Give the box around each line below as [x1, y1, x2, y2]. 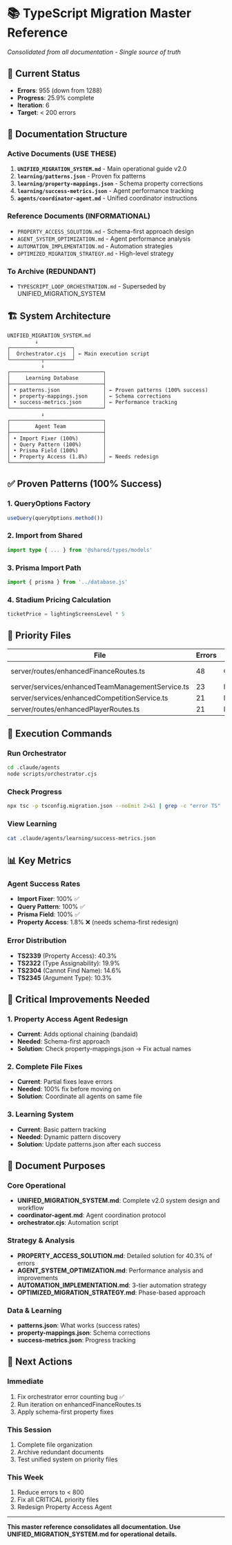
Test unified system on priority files [17, 1455, 118, 1463]
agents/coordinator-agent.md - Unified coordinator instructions [17, 194, 197, 203]
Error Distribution [7, 936, 67, 945]
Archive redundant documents [17, 1448, 104, 1456]
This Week [7, 1472, 43, 1482]
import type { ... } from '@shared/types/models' [7, 546, 153, 553]
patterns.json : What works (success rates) [17, 1322, 140, 1330]
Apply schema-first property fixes [17, 1407, 114, 1416]
